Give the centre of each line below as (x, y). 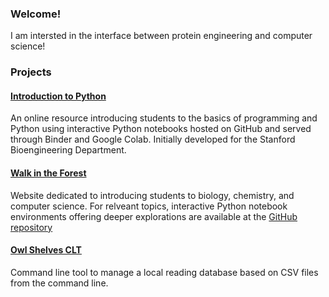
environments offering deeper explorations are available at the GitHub (154, 216)
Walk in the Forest (48, 173)
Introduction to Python (58, 96)
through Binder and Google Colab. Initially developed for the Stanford (153, 139)
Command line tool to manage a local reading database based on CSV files (164, 272)
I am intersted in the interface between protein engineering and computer (161, 36)
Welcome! (36, 14)
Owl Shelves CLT (46, 250)
